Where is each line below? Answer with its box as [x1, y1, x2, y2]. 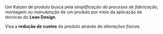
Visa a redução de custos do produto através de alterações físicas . [5, 23, 141, 29]
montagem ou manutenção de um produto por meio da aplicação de [5, 9, 143, 15]
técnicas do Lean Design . [5, 14, 57, 20]
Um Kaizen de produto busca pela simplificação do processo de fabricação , [5, 4, 159, 10]
